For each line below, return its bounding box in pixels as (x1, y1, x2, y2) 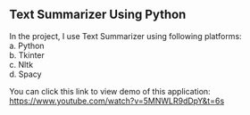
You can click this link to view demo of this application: (9, 86, 212, 96)
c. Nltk (9, 59, 34, 70)
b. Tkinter (9, 49, 45, 61)
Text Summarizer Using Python (9, 7, 187, 22)
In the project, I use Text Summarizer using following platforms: (9, 30, 243, 41)
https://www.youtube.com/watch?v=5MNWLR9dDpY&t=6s (9, 95, 225, 106)
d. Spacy (9, 69, 42, 79)
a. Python (9, 40, 45, 51)
